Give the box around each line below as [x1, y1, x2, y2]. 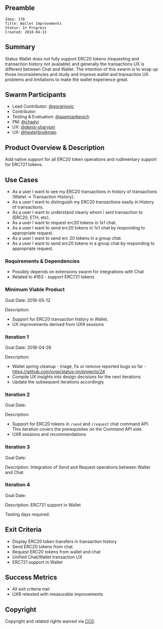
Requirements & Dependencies [5, 258, 80, 265]
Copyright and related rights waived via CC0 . [5, 618, 95, 624]
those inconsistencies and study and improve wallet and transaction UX [5, 71, 149, 77]
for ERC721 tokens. [5, 162, 43, 168]
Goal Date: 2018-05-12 [5, 297, 51, 303]
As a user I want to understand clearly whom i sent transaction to [12, 210, 143, 215]
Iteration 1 [5, 333, 29, 340]
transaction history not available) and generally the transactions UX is [5, 61, 145, 67]
